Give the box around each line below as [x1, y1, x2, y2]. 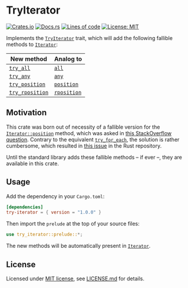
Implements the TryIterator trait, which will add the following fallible [6, 34, 173, 41]
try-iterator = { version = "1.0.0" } [6, 210, 101, 215]
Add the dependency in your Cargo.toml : [6, 192, 105, 199]
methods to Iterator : [6, 41, 58, 48]
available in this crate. [6, 160, 59, 167]
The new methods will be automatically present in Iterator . [6, 243, 151, 250]
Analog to [54, 54, 83, 63]
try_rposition [9, 89, 49, 96]
